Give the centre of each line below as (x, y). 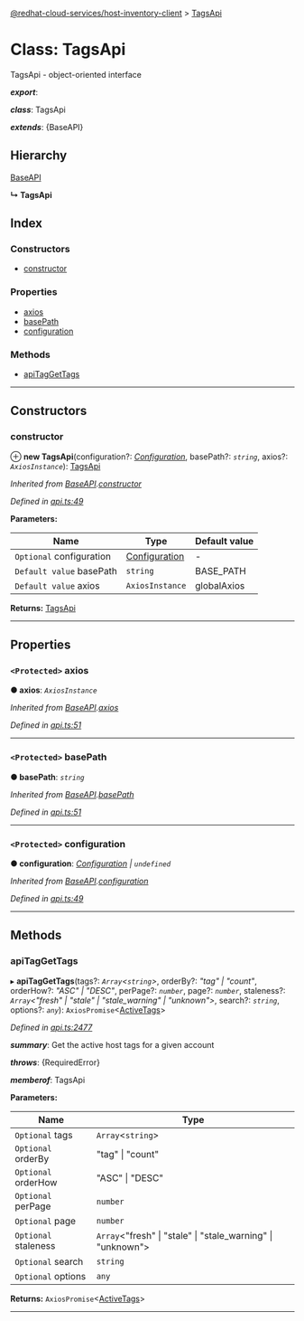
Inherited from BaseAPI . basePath (72, 794)
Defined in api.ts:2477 (51, 1027)
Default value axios (57, 585)
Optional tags (44, 1135)
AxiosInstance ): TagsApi (55, 466)
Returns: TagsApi (43, 608)
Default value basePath (66, 571)
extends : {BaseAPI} (47, 127)
